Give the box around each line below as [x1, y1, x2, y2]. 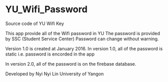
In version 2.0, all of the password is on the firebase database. [5, 61, 136, 67]
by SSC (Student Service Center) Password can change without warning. [5, 36, 159, 42]
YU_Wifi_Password [5, 4, 88, 15]
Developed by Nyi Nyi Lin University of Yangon [5, 70, 104, 77]
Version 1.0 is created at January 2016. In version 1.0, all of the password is [5, 45, 163, 51]
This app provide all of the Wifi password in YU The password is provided [5, 30, 160, 36]
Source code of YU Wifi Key [5, 20, 64, 26]
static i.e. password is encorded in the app [5, 51, 95, 57]
